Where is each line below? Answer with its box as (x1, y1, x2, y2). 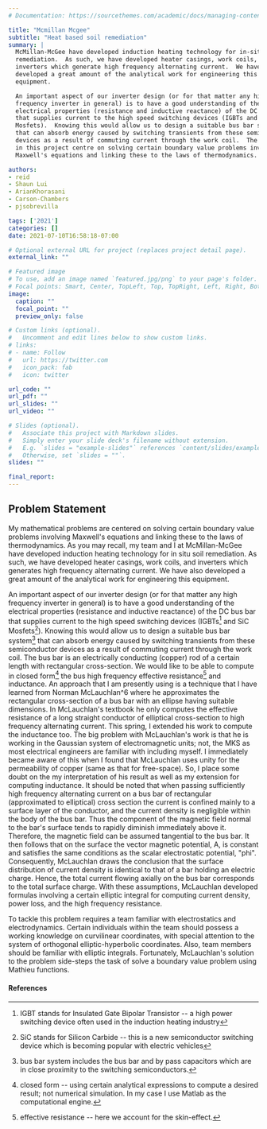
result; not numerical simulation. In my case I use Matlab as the (19, 1088, 226, 1098)
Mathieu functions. (8, 965, 70, 975)
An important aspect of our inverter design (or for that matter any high (8, 589, 238, 599)
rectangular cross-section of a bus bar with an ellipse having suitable (8, 696, 235, 706)
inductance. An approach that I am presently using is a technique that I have (8, 679, 257, 689)
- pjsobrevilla (8, 203, 59, 211)
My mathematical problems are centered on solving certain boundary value (8, 523, 254, 533)
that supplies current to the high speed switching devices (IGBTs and (15, 114, 258, 122)
